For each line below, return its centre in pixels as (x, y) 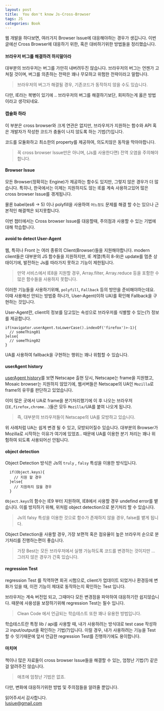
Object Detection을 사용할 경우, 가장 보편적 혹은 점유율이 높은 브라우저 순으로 (80, 534)
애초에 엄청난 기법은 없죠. (41, 677)
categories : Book (23, 23)
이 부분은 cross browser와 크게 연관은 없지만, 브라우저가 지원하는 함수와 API (78, 125)
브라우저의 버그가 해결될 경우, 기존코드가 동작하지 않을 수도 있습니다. (82, 85)
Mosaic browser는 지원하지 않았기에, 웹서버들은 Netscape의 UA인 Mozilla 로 (80, 384)
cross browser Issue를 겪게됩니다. (39, 194)
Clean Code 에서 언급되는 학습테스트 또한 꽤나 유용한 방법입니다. (79, 613)
